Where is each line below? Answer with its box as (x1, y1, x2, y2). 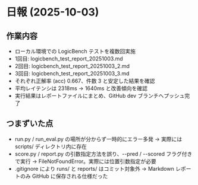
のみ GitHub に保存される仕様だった (20, 173, 108, 180)
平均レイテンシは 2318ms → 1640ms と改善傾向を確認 (14, 85, 147, 92)
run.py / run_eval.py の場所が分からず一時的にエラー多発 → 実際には (14, 135, 183, 142)
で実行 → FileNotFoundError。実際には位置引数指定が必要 (14, 158, 156, 165)
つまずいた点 (6, 119, 54, 129)
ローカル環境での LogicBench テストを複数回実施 (14, 48, 136, 55)
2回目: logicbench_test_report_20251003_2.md (14, 63, 130, 69)
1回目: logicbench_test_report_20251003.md (14, 55, 123, 62)
